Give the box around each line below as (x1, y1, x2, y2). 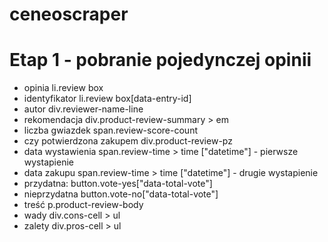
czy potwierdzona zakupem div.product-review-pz (23, 135, 233, 147)
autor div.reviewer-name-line (23, 103, 144, 115)
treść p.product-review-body (23, 199, 144, 211)
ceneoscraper (9, 3, 129, 26)
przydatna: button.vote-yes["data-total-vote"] (23, 178, 213, 190)
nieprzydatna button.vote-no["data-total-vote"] (23, 188, 219, 200)
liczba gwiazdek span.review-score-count (23, 124, 198, 137)
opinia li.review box (23, 82, 104, 94)
